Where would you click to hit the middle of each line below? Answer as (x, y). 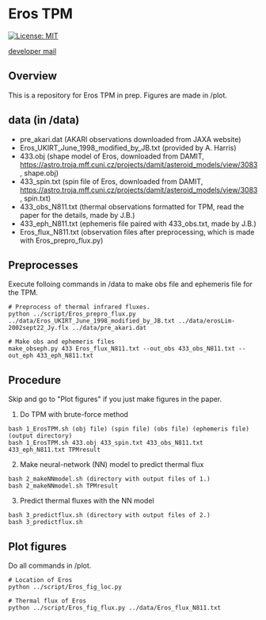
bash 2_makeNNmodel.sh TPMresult (63, 486)
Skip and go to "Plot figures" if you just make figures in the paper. (115, 399)
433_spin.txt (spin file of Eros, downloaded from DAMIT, (111, 181)
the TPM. (23, 293)
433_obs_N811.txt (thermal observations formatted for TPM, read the (132, 206)
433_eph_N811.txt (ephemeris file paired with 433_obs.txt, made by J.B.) (138, 224)
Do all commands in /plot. (50, 565)
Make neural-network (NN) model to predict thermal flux (112, 465)
